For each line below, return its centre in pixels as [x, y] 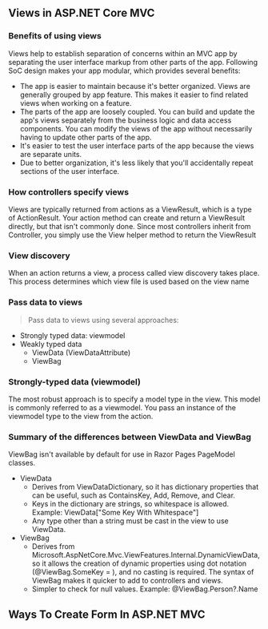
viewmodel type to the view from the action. [81, 416]
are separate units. [51, 154]
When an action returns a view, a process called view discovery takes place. [134, 273]
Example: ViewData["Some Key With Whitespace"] [115, 513]
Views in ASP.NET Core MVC [82, 13]
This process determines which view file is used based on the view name [129, 282]
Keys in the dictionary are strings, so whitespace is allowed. [130, 504]
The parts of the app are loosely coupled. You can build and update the [137, 111]
